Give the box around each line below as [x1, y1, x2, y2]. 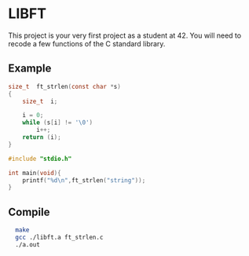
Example [8, 62, 52, 75]
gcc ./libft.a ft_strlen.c [15, 233, 104, 241]
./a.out [15, 240, 41, 248]
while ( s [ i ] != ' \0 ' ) [22, 119, 93, 126]
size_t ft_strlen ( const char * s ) [8, 82, 122, 90]
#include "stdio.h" [8, 155, 72, 163]
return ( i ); [22, 133, 61, 141]
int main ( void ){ [8, 169, 61, 177]
